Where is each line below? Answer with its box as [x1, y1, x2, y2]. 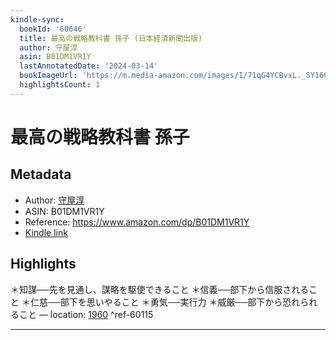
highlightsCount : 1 [19, 80, 101, 90]
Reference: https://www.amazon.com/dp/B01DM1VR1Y [24, 216, 250, 228]
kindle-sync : [10, 14, 65, 25]
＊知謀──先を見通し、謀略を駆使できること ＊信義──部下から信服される [10, 283, 310, 295]
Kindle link [24, 226, 68, 238]
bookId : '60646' [19, 24, 87, 34]
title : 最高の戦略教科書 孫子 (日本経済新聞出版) [19, 33, 203, 43]
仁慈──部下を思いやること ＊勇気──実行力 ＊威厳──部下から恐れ [29, 296, 301, 308]
